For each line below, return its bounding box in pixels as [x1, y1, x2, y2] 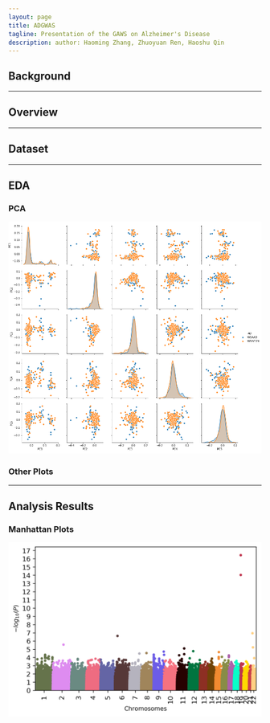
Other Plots [8, 466, 54, 477]
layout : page [8, 13, 52, 21]
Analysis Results [8, 499, 94, 513]
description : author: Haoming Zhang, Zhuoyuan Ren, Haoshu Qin [8, 39, 225, 47]
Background [8, 69, 71, 83]
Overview [8, 105, 59, 120]
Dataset [8, 142, 49, 156]
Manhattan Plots [8, 523, 75, 534]
